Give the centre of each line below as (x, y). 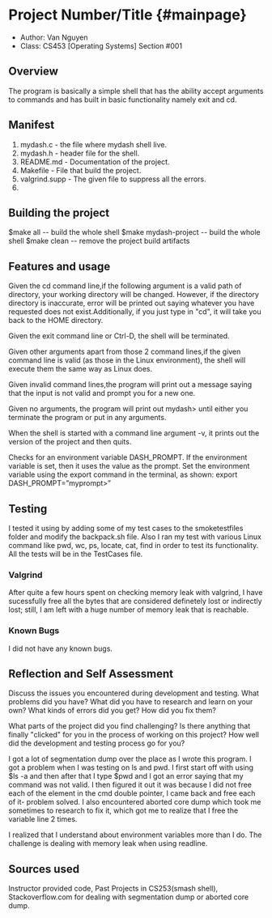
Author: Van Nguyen (54, 37)
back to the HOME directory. (56, 321)
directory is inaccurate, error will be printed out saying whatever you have (132, 303)
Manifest (32, 125)
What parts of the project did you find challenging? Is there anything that (130, 726)
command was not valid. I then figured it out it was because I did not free (130, 785)
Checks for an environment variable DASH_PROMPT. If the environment (128, 457)
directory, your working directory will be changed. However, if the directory (134, 295)
